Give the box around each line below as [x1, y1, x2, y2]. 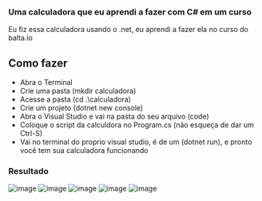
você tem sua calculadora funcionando [19, 146, 149, 155]
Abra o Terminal [19, 78, 73, 87]
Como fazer [8, 56, 68, 70]
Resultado [8, 166, 50, 177]
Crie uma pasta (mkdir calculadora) [19, 86, 137, 96]
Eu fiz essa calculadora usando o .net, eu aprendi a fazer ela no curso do [8, 25, 249, 34]
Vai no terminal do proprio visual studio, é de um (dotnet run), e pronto [19, 137, 252, 147]
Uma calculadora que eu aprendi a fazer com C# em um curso [8, 6, 252, 18]
